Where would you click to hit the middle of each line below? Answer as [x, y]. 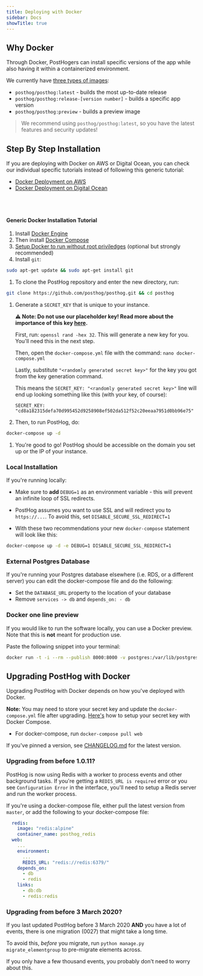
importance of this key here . [51, 323]
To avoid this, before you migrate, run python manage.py [75, 943]
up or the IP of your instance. [51, 451]
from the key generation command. [59, 376]
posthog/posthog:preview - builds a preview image [78, 112]
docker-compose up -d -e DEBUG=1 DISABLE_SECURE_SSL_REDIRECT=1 [89, 546]
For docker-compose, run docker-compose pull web [79, 734]
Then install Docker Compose [52, 240]
